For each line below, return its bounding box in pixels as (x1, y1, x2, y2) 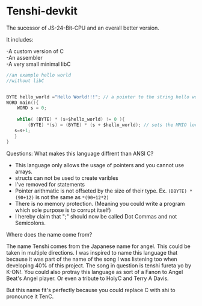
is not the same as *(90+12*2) (35, 193, 109, 200)
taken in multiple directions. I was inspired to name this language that (6, 249, 178, 256)
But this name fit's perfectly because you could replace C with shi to (6, 286, 176, 293)
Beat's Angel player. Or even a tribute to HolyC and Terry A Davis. (6, 275, 170, 282)
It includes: (6, 36, 34, 43)
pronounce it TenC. (6, 293, 54, 300)
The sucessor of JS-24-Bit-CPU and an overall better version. (6, 24, 159, 31)
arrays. (14, 168, 33, 175)
